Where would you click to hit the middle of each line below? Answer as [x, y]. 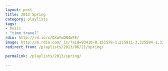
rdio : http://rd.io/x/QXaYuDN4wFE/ [42, 38]
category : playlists [27, 19]
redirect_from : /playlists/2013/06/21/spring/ [54, 47]
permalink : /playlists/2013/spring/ [43, 56]
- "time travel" [22, 33]
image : [12, 42]
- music [13, 28]
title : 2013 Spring [25, 14]
